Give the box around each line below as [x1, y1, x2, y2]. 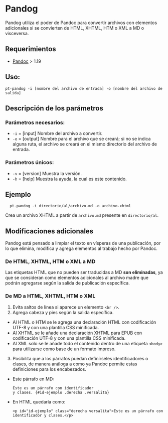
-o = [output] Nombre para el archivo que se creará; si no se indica [12, 136, 151, 142]
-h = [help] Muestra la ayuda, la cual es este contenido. [12, 176, 127, 182]
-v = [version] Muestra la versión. [12, 170, 82, 176]
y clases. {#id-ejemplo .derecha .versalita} [12, 390, 109, 395]
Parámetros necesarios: [5, 119, 65, 126]
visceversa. [5, 30, 29, 36]
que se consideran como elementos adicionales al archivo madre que [5, 274, 149, 281]
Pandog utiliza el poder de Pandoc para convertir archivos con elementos [5, 20, 157, 26]
